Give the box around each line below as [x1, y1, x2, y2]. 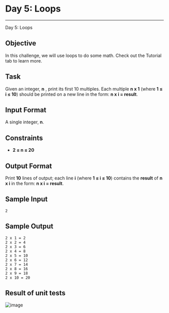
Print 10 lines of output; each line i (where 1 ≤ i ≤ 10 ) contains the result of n [5, 175, 162, 181]
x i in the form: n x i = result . [5, 180, 64, 186]
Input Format [5, 105, 47, 114]
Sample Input [5, 195, 48, 204]
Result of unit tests [5, 289, 66, 297]
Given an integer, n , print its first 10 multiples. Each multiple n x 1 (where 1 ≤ [5, 86, 163, 92]
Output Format [5, 162, 52, 170]
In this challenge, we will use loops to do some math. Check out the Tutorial [5, 52, 162, 58]
